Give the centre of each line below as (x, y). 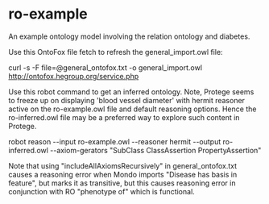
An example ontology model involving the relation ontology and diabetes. (129, 36)
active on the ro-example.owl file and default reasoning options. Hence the (132, 109)
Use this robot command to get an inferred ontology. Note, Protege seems (131, 92)
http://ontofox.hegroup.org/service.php (74, 76)
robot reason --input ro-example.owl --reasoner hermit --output (115, 141)
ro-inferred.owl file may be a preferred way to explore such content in (124, 117)
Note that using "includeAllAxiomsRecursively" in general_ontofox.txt (123, 165)
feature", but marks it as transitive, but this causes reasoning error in (122, 183)
